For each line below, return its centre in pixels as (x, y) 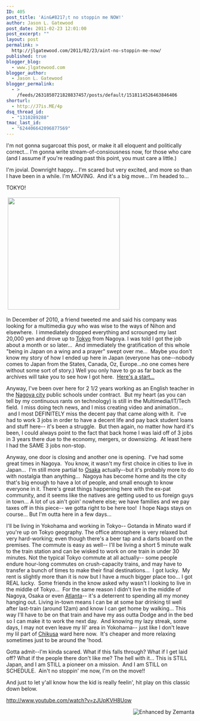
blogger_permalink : (30, 84)
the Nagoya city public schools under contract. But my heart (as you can (96, 395)
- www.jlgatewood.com (39, 67)
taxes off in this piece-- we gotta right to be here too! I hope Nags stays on (99, 508)
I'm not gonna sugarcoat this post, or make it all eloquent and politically (94, 145)
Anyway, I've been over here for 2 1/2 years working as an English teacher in (100, 388)
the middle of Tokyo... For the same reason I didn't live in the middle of (93, 589)
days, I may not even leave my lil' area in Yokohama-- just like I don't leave (98, 627)
